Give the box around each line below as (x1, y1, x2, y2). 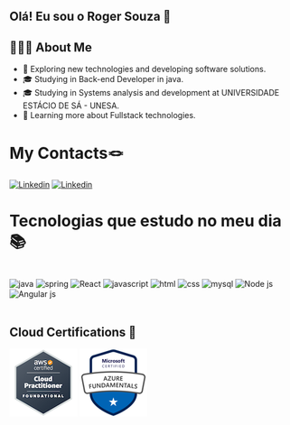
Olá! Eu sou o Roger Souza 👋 (9, 9, 172, 24)
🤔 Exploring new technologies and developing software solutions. (22, 64, 267, 75)
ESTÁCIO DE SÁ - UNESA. (22, 100, 120, 111)
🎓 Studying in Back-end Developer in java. (22, 74, 183, 85)
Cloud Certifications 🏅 (9, 324, 137, 339)
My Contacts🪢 (9, 143, 125, 163)
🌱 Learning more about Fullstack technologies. (22, 110, 196, 121)
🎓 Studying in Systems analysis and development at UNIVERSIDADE (22, 88, 280, 98)
